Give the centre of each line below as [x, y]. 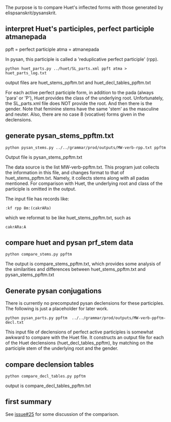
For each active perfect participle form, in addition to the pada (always [80, 92]
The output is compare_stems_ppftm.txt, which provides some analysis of [83, 264]
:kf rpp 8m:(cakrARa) [28, 208]
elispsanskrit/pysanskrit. [31, 13]
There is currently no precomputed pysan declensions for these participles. [85, 303]
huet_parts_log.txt [26, 73]
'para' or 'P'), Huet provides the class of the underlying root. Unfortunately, [84, 98]
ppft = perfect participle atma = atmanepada [52, 49]
